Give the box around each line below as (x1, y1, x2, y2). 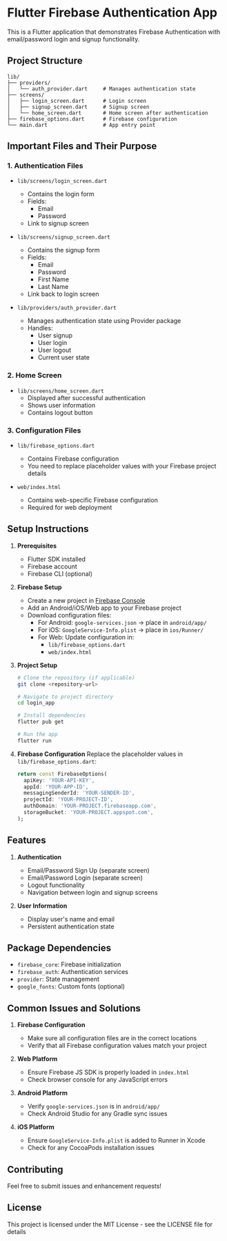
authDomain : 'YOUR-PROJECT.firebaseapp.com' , (23, 802, 157, 810)
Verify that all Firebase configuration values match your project (27, 1042, 207, 1050)
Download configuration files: (27, 610, 112, 619)
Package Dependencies (7, 942, 112, 954)
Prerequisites (17, 542, 57, 550)
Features (7, 835, 46, 846)
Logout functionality (27, 881, 85, 889)
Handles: (27, 324, 53, 332)
